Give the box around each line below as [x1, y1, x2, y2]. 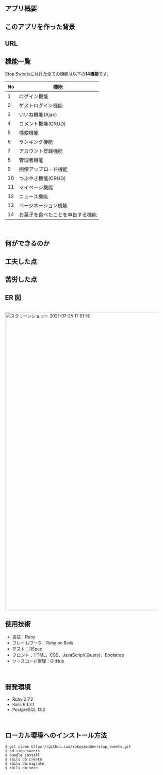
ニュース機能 [19, 193, 49, 200]
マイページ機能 [19, 184, 53, 191]
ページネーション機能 [19, 202, 68, 209]
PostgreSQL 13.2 [12, 707, 46, 712]
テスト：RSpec [12, 646, 43, 652]
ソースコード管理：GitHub [12, 658, 65, 664]
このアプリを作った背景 [5, 22, 75, 31]
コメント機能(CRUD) [19, 120, 66, 127]
